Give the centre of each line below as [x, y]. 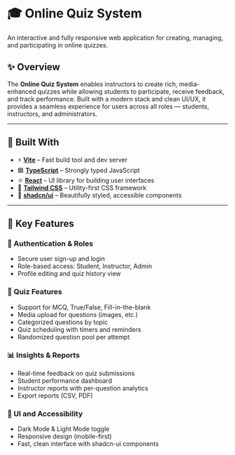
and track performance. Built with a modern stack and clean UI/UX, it [107, 99]
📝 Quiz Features [35, 292]
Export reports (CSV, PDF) [55, 395]
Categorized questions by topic [63, 322]
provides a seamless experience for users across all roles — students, [108, 106]
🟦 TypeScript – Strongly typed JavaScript [78, 170]
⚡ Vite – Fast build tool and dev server [72, 160]
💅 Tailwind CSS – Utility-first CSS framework [82, 188]
